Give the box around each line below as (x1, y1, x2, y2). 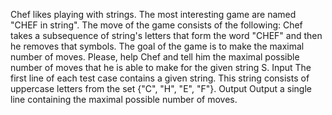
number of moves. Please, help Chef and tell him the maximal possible (10, 51, 300, 63)
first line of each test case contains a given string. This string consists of (10, 72, 310, 84)
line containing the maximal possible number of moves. (10, 94, 238, 105)
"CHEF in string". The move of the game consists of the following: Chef (10, 19, 303, 31)
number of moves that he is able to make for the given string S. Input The (10, 62, 312, 73)
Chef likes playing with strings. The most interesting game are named (10, 9, 297, 20)
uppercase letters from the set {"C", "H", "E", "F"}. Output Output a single (10, 83, 312, 94)
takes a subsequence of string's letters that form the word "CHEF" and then (10, 30, 323, 41)
